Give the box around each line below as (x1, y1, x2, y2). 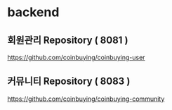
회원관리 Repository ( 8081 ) (7, 34, 128, 46)
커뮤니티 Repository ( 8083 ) (7, 75, 131, 87)
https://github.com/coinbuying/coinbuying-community (7, 94, 165, 103)
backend (7, 4, 60, 20)
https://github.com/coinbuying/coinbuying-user (7, 54, 145, 61)
